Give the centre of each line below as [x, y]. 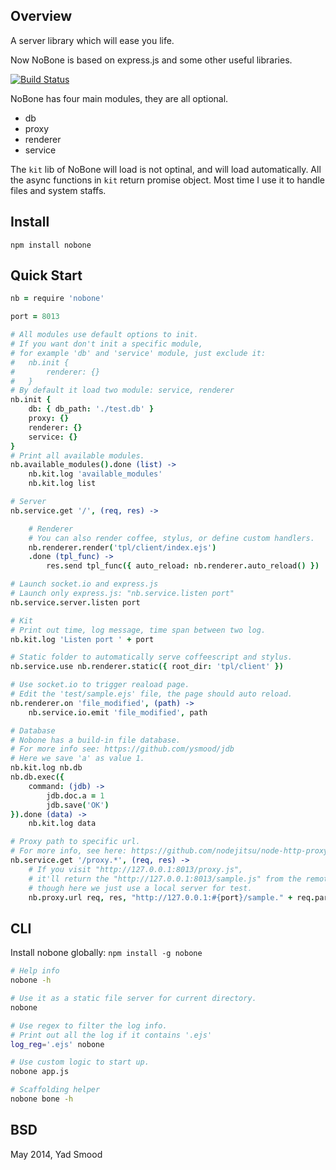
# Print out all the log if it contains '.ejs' [111, 1035]
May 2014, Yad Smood [56, 1154]
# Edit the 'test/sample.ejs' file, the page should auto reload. [151, 694]
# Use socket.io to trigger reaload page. [100, 685]
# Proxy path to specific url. [75, 842]
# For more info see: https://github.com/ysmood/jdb [122, 749]
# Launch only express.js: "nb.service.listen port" [122, 594]
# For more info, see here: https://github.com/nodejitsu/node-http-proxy [169, 851]
